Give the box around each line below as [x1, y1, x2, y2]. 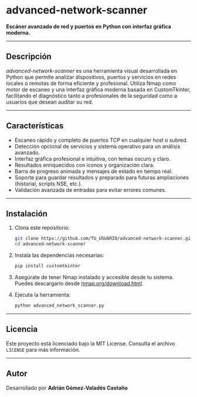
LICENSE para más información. [6, 346, 80, 353]
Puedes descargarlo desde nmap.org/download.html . [14, 280, 144, 287]
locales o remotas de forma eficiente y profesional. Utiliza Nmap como [6, 80, 176, 87]
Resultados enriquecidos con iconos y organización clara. [14, 161, 155, 168]
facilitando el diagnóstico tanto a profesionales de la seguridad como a [6, 92, 178, 99]
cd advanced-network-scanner [14, 241, 86, 247]
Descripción [6, 52, 52, 62]
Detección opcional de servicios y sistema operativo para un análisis [14, 142, 181, 150]
